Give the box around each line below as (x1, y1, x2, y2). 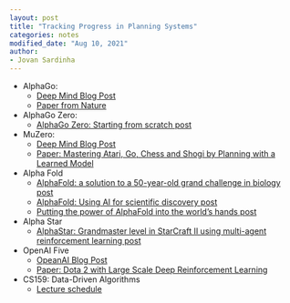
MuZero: (22, 129, 56, 139)
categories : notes (9, 30, 79, 39)
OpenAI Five (22, 245, 70, 256)
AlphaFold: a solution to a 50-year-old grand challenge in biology (36, 177, 281, 187)
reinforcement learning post (36, 236, 141, 246)
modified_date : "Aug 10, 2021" (9, 38, 129, 48)
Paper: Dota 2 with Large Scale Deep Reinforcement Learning (36, 265, 268, 275)
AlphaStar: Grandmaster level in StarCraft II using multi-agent (36, 226, 267, 237)
